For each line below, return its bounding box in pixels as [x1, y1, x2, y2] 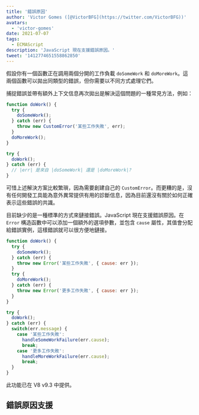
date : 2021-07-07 [6, 31, 49, 37]
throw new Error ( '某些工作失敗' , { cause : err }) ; [17, 260, 139, 266]
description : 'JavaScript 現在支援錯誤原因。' [6, 47, 115, 53]
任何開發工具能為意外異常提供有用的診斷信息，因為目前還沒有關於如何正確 [11, 192, 193, 198]
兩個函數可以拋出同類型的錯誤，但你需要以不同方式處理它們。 [6, 77, 157, 84]
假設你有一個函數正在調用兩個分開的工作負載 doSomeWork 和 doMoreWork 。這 [6, 69, 188, 77]
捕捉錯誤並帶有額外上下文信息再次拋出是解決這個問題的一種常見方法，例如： [6, 89, 193, 96]
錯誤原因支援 [6, 400, 53, 410]
